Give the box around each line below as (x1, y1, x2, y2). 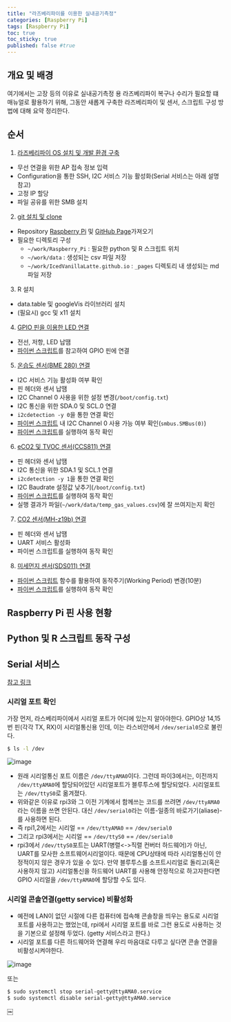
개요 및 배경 (7, 70, 54, 82)
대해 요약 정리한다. (19, 106, 70, 115)
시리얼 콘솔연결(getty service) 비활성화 (7, 895, 133, 904)
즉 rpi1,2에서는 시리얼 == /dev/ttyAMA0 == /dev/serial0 (17, 824, 172, 832)
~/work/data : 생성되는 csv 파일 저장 (27, 253, 127, 261)
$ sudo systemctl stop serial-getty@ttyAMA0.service (7, 988, 162, 995)
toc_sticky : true (7, 36, 57, 43)
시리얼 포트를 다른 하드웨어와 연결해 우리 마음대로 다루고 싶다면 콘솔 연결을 (17, 938, 219, 946)
